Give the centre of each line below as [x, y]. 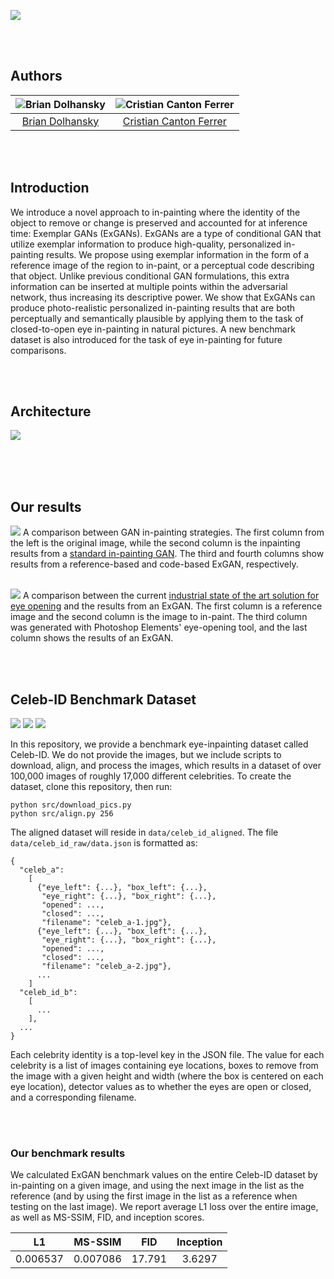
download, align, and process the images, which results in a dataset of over [166, 766]
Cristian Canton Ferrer [174, 121]
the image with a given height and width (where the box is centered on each [167, 1076]
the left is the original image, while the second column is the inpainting [155, 543]
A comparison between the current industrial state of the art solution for [171, 596]
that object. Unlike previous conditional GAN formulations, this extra [150, 276]
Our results [46, 506]
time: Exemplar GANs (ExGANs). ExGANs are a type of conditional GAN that [166, 233]
